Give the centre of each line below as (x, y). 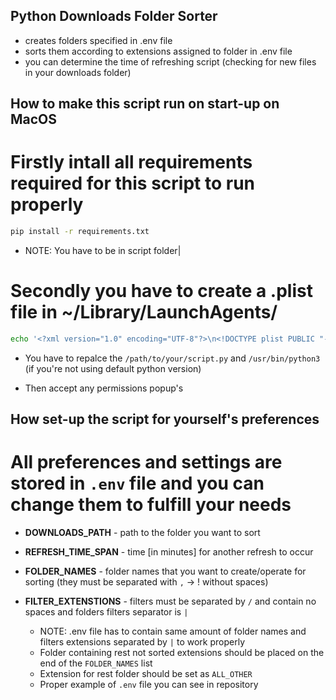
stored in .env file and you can (137, 483)
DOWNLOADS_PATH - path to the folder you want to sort (142, 533)
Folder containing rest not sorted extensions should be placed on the (182, 653)
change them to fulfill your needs (151, 505)
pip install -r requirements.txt (80, 232)
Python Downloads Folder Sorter (114, 16)
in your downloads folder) (78, 72)
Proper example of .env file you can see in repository (149, 685)
